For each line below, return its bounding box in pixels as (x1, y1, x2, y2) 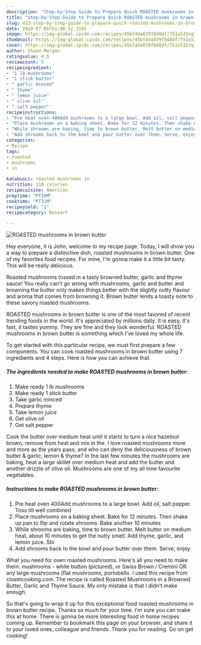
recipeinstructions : (6, 109, 58, 115)
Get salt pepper (14, 422, 54, 429)
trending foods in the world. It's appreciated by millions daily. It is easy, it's (6, 317, 190, 324)
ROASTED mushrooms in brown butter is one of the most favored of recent (6, 310, 190, 318)
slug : (6, 20, 20, 26)
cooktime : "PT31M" (6, 198, 52, 204)
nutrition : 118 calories (6, 181, 68, 188)
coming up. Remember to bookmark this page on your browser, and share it (6, 619, 193, 626)
